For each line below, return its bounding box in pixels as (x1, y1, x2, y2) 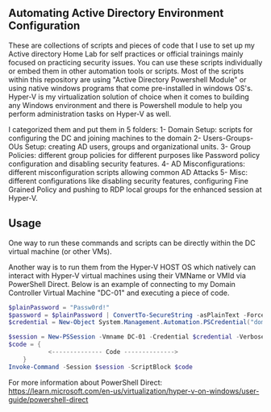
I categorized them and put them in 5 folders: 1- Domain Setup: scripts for (8, 124, 253, 134)
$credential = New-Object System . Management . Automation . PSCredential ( (8, 318, 251, 327)
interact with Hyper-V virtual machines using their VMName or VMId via (8, 270, 246, 281)
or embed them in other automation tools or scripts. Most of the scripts (8, 66, 244, 76)
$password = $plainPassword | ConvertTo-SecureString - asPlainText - (8, 310, 248, 319)
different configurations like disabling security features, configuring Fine (8, 176, 248, 185)
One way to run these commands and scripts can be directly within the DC (8, 238, 256, 248)
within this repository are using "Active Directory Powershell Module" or (8, 74, 247, 84)
